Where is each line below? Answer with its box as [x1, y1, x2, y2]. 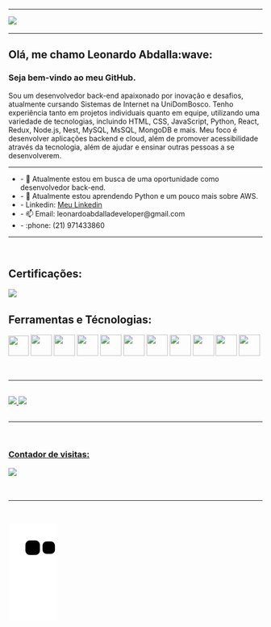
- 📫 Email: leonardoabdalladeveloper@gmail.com [19, 208, 186, 218]
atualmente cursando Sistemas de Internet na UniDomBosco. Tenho [8, 99, 234, 109]
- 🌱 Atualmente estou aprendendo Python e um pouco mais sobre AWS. [19, 191, 259, 200]
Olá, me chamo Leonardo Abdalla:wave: [8, 48, 213, 61]
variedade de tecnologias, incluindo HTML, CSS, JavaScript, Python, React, [8, 116, 260, 126]
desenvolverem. [8, 150, 62, 160]
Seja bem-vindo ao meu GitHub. [8, 72, 136, 83]
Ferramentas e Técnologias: [8, 313, 152, 326]
